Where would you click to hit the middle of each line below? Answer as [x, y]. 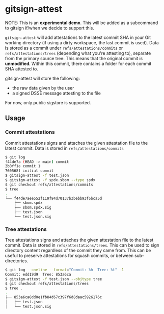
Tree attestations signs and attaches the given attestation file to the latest [79, 240]
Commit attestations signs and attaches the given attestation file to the [77, 143]
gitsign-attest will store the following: [42, 78]
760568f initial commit [29, 171]
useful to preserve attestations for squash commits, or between [69, 256]
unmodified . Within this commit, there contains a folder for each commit [78, 63]
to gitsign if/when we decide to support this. [50, 28]
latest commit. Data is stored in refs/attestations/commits [65, 148]
